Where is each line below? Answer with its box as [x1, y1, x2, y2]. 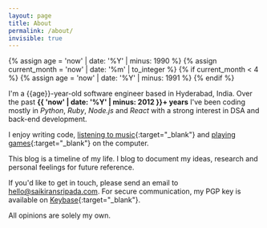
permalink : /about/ [8, 26, 74, 35]
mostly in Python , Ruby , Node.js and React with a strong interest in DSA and [8, 106, 260, 116]
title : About [8, 19, 52, 27]
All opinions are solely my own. [8, 210, 111, 221]
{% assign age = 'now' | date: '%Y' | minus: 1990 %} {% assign [8, 56, 217, 66]
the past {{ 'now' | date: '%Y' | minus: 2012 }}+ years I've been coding [8, 97, 246, 107]
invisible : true [8, 34, 63, 43]
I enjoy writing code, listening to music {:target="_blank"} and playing [8, 130, 237, 140]
